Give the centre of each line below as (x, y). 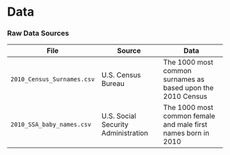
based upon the (189, 88)
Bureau (113, 84)
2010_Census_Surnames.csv (53, 80)
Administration (125, 133)
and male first (185, 125)
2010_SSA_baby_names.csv (51, 125)
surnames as (184, 79)
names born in (187, 133)
